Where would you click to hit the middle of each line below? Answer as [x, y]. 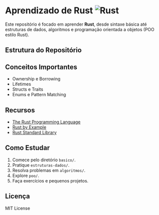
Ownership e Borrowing [36, 79]
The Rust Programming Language [46, 122]
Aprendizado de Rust [49, 11]
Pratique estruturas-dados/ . [41, 165]
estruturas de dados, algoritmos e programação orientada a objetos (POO [80, 29]
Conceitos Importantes [41, 67]
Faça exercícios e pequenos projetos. [50, 180]
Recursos [20, 110]
